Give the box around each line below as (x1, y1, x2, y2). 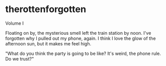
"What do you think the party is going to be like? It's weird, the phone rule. (5, 50, 161, 56)
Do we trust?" (5, 55, 34, 61)
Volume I (5, 20, 24, 26)
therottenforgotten (5, 4, 87, 15)
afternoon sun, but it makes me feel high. (5, 40, 92, 46)
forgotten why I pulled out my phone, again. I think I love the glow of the (5, 35, 156, 41)
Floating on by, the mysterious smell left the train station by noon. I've (5, 30, 151, 36)
